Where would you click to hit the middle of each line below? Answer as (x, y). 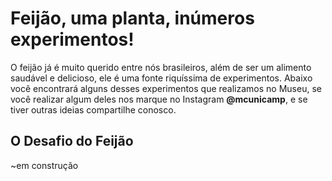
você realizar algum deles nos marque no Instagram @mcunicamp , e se (159, 99)
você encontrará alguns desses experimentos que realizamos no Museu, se (166, 88)
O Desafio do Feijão (72, 141)
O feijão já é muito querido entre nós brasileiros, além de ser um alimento (161, 67)
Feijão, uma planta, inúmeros (132, 18)
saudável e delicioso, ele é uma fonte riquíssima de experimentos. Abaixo (161, 78)
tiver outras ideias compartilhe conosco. (93, 109)
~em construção (44, 165)
